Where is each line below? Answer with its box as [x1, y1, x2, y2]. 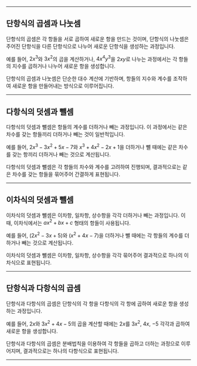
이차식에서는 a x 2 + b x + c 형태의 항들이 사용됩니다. [13, 218, 131, 226]
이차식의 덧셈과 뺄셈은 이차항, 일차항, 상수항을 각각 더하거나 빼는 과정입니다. [6, 212, 180, 219]
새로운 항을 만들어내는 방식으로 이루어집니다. [12, 83, 114, 90]
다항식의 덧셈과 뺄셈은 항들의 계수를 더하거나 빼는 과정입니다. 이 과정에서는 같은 [6, 124, 188, 131]
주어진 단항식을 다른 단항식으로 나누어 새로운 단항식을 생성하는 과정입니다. [6, 42, 175, 50]
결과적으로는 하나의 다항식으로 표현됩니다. [23, 347, 119, 354]
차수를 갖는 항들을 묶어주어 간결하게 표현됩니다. [12, 171, 121, 178]
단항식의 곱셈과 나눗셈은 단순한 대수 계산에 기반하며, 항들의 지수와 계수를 [6, 75, 172, 82]
